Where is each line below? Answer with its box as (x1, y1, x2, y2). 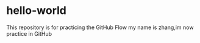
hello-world (6, 4, 67, 18)
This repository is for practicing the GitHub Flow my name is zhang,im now (6, 24, 194, 31)
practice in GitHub (6, 30, 52, 37)
